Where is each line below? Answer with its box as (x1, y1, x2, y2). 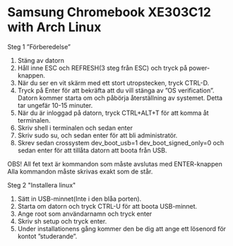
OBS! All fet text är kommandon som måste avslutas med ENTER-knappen (7, 159, 222, 168)
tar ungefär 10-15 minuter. (17, 101, 93, 109)
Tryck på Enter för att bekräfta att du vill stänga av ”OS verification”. (17, 86, 215, 94)
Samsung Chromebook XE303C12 (7, 4, 212, 20)
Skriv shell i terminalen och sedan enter (17, 123, 133, 132)
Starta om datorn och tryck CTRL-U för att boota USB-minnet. (17, 202, 198, 210)
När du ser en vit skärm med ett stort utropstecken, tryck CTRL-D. (17, 78, 210, 87)
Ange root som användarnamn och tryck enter (17, 209, 153, 218)
